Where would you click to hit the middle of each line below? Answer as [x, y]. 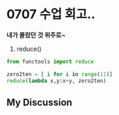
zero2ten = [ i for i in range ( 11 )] [59, 74]
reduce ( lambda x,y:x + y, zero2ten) [57, 81]
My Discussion [39, 102]
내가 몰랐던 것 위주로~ [36, 35]
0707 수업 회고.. [51, 14]
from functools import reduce [50, 61]
